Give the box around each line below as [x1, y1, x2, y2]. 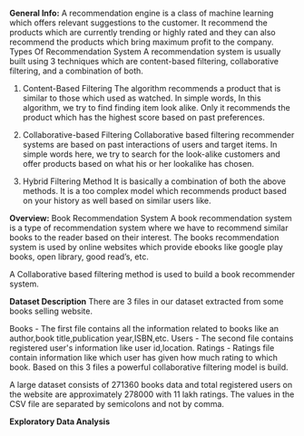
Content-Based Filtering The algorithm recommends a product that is [22, 83, 281, 93]
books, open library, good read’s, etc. [9, 251, 150, 262]
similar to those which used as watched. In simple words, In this [22, 92, 261, 103]
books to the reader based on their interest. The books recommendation [9, 232, 279, 243]
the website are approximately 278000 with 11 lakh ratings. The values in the [9, 389, 295, 400]
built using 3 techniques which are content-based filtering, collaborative [9, 56, 279, 66]
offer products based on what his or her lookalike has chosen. [22, 159, 255, 169]
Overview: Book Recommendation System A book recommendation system [9, 213, 292, 223]
